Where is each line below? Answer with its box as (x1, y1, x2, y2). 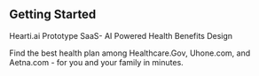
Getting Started (9, 7, 97, 22)
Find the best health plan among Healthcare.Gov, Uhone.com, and (9, 48, 251, 58)
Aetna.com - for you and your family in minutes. (9, 57, 184, 67)
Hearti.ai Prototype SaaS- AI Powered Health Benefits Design (9, 30, 233, 41)
